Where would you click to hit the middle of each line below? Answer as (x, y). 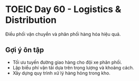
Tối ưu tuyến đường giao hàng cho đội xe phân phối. (67, 62)
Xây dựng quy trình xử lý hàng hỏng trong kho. (61, 73)
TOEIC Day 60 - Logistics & (63, 9)
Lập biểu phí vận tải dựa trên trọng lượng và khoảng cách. (73, 67)
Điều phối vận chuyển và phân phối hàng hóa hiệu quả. (63, 34)
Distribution (31, 20)
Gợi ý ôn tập (25, 50)
